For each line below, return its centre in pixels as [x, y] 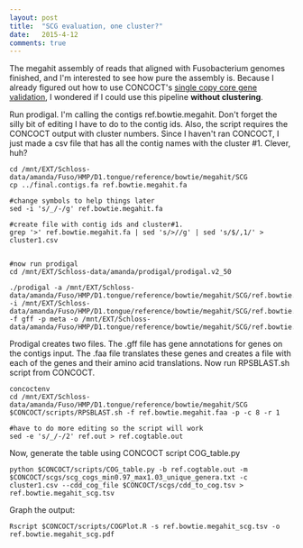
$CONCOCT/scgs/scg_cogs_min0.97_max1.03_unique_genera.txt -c [129, 478]
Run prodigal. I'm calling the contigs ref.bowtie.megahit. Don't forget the [143, 114]
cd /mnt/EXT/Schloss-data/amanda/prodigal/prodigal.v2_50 [120, 272]
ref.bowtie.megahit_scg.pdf [62, 534]
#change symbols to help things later [82, 201]
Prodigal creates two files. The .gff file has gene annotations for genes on [146, 344]
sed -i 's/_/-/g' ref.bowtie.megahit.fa [87, 209]
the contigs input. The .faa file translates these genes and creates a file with [150, 353]
